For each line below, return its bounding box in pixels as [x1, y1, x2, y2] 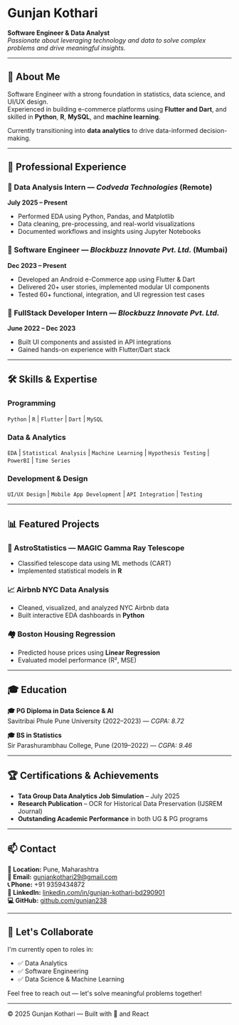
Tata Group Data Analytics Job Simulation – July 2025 [17, 792, 180, 800]
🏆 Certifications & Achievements [7, 769, 159, 781]
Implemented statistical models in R [17, 567, 122, 575]
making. [7, 134, 31, 142]
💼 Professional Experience [7, 161, 127, 173]
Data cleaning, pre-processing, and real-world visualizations [17, 220, 196, 228]
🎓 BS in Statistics [7, 731, 62, 740]
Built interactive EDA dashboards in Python [17, 611, 144, 620]
